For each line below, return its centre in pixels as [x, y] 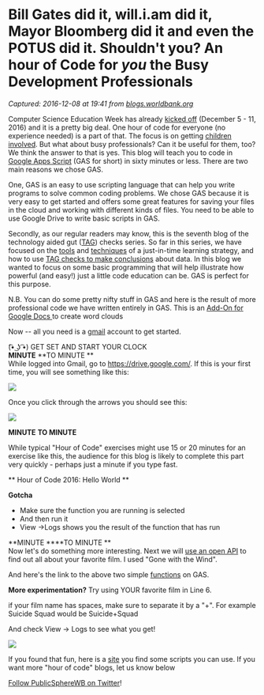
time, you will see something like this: [69, 372]
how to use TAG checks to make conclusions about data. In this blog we [125, 259]
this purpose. [30, 284]
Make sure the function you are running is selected [102, 510]
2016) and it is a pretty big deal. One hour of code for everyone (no [117, 127]
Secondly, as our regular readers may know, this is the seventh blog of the [129, 233]
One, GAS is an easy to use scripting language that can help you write [121, 184]
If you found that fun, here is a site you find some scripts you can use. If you [132, 659]
